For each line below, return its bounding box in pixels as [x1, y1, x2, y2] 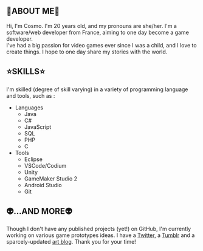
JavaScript [24, 123, 52, 131]
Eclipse [24, 156, 43, 163]
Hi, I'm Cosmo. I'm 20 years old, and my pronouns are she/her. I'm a [6, 22, 177, 29]
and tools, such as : [6, 92, 55, 99]
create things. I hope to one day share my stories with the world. [6, 48, 168, 55]
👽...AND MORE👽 [6, 206, 73, 216]
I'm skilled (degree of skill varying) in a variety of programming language [6, 86, 188, 93]
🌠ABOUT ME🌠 [6, 6, 60, 16]
